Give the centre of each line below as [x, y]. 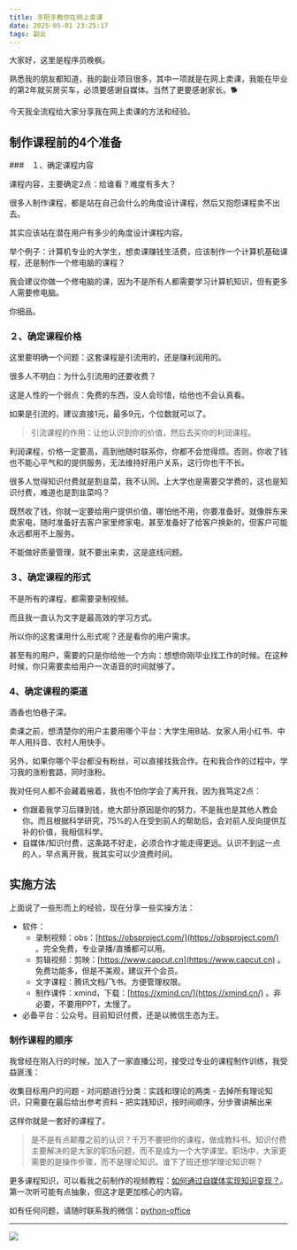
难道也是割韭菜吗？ [75, 493]
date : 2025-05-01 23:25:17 [59, 26]
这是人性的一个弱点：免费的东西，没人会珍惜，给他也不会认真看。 [129, 395]
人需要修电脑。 [36, 292]
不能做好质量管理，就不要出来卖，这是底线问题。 [98, 552]
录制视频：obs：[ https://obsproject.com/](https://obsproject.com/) [157, 937]
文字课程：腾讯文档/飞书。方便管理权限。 [110, 982]
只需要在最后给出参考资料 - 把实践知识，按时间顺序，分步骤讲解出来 [148, 1102]
